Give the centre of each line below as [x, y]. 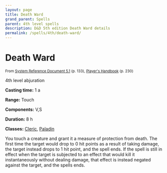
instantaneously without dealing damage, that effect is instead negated [78, 159]
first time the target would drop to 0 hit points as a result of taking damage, [82, 143]
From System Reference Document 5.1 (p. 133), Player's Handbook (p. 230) [69, 71]
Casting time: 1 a [23, 90]
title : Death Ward [24, 14]
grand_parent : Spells [28, 19]
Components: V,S [24, 109]
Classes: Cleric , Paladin [30, 128]
